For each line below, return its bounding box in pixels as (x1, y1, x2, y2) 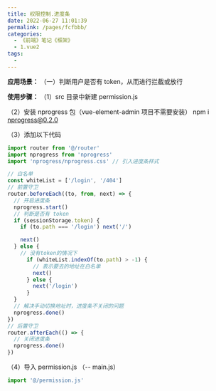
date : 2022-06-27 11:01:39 (7, 17, 87, 24)
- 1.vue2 (13, 43, 40, 51)
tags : (7, 51, 23, 58)
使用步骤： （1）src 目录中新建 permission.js (7, 92, 139, 100)
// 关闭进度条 (13, 335, 50, 343)
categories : (7, 30, 43, 38)
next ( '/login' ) (33, 283, 78, 290)
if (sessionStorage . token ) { (13, 217, 100, 224)
